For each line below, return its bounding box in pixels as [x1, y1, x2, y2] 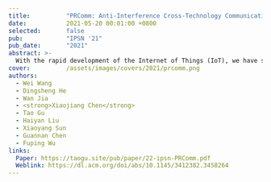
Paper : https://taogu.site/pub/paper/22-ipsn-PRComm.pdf [15, 154, 211, 162]
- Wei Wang [15, 79, 52, 87]
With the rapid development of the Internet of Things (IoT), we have [15, 57, 258, 65]
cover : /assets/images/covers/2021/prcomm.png [8, 64, 200, 72]
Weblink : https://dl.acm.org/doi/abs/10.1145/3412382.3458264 [15, 162, 229, 170]
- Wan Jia [15, 94, 48, 102]
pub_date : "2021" [8, 42, 89, 50]
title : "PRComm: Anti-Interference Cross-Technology [8, 11, 222, 20]
